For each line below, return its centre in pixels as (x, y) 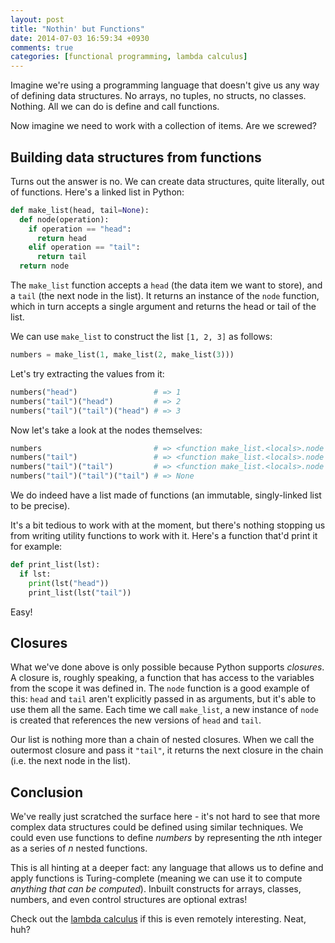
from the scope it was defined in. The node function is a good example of (160, 688)
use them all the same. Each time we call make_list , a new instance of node (164, 710)
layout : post (37, 19)
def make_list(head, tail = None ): (80, 210)
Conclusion (47, 792)
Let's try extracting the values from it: (87, 373)
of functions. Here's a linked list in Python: (97, 192)
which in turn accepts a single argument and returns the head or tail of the (163, 307)
